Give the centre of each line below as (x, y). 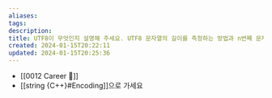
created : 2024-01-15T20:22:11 (59, 46)
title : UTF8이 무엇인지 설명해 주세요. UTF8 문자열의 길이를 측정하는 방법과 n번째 (130, 38)
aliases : (23, 16)
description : (30, 31)
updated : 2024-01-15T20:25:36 (59, 53)
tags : (17, 23)
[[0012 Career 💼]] (49, 76)
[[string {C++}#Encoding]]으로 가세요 (81, 86)
